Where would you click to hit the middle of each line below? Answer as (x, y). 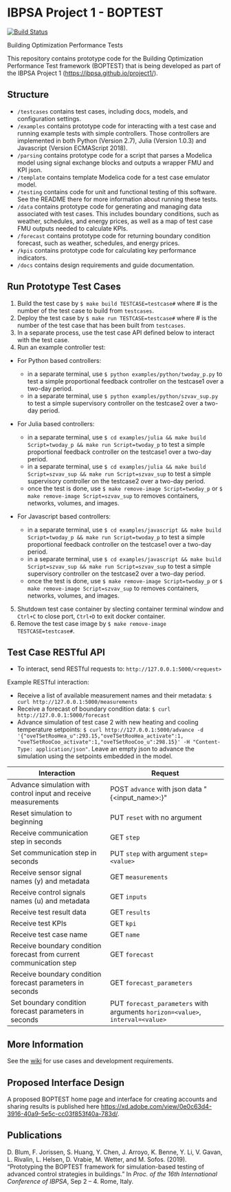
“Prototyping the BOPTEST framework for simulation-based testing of (106, 1167)
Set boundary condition (48, 1003)
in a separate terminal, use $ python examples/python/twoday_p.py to (125, 374)
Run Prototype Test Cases (64, 287)
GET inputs (128, 897)
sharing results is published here (53, 1106)
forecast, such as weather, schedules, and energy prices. (98, 243)
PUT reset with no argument (156, 817)
